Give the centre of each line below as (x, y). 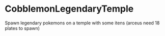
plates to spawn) (22, 28)
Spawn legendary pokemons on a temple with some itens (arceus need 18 (82, 23)
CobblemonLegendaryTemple (69, 9)
